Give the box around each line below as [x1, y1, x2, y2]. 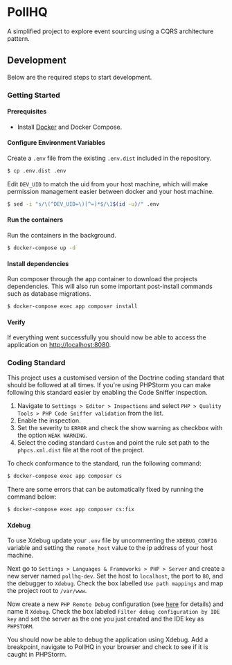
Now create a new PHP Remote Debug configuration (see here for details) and [7, 600, 224, 608]
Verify [7, 318, 26, 326]
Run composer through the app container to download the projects [7, 275, 198, 283]
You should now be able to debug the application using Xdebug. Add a [7, 635, 208, 644]
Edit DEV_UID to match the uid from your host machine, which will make [7, 179, 208, 188]
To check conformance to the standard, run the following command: [7, 459, 202, 468]
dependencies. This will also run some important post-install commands [7, 282, 213, 291]
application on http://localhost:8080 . [7, 341, 111, 349]
